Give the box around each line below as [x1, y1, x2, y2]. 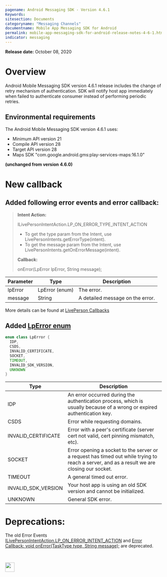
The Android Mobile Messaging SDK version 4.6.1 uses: [5, 126, 118, 132]
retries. [5, 98, 20, 105]
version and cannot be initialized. [68, 488, 145, 495]
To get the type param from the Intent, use [24, 231, 112, 237]
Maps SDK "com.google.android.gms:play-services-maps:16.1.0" [12, 151, 145, 157]
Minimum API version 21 [12, 135, 62, 142]
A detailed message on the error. [79, 294, 155, 301]
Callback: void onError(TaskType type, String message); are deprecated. [5, 543, 154, 549]
